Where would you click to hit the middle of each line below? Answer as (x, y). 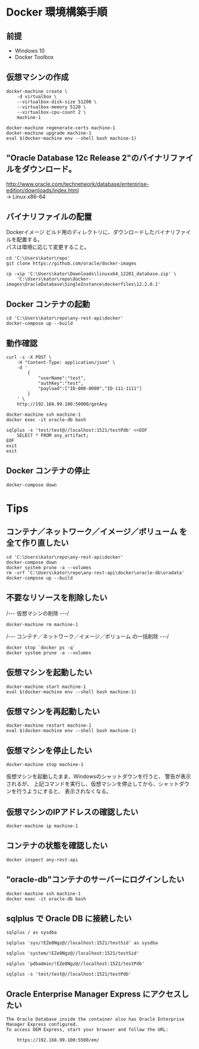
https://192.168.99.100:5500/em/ (58, 1040)
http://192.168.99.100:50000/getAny (62, 404)
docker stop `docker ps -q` (41, 648)
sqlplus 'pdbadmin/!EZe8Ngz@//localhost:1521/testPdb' (75, 964)
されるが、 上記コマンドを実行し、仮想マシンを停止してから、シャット (93, 784)
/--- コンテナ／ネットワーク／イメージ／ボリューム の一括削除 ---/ (88, 636)
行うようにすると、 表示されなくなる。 (64, 791)
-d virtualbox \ (37, 97)
